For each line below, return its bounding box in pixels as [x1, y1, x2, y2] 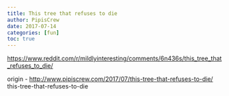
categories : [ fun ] [7, 29, 59, 36]
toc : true [7, 36, 36, 43]
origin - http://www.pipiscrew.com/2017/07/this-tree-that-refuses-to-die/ [7, 75, 213, 83]
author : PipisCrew [7, 16, 59, 23]
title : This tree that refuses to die [7, 10, 118, 17]
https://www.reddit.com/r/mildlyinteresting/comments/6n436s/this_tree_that [7, 54, 222, 62]
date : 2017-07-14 [7, 23, 57, 29]
